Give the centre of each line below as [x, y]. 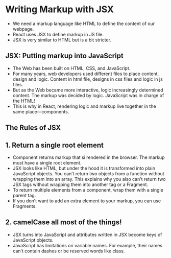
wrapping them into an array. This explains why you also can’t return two [89, 179]
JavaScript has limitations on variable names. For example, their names [87, 245]
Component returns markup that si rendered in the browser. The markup [89, 157]
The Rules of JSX [33, 128]
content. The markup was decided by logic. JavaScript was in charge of [88, 95]
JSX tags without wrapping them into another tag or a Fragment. [80, 184]
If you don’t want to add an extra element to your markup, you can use [87, 201]
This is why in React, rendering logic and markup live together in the [84, 106]
